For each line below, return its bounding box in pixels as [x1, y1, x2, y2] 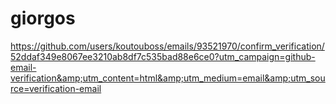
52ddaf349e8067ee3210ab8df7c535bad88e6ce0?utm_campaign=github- [10, 50, 316, 62]
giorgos [10, 7, 76, 30]
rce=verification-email [10, 82, 102, 94]
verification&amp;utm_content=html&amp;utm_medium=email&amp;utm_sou [10, 72, 326, 84]
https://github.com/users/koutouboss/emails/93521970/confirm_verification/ [10, 40, 325, 52]
